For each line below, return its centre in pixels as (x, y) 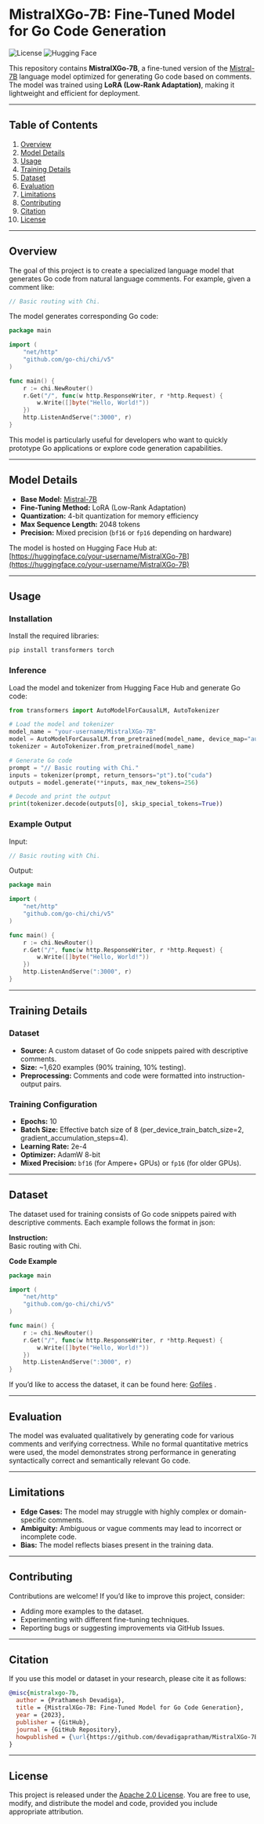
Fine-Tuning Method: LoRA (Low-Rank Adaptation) (103, 507)
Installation (31, 619)
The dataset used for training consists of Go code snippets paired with (123, 1214)
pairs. (52, 1084)
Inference (28, 671)
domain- (233, 1511)
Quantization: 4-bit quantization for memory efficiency (109, 515)
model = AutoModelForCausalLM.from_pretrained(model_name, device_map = (128, 739)
